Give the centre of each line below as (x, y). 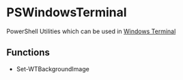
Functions (28, 53)
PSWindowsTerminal (67, 13)
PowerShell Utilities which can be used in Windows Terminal (91, 31)
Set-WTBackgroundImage (53, 68)
